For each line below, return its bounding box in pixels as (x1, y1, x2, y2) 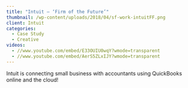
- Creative (11, 37, 39, 43)
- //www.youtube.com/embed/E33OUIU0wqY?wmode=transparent (11, 48, 161, 54)
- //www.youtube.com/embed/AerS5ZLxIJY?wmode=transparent (11, 53, 161, 59)
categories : (6, 25, 36, 32)
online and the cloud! (6, 76, 59, 83)
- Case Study (11, 31, 45, 37)
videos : (6, 43, 26, 48)
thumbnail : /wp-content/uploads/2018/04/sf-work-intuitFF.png (6, 14, 166, 20)
